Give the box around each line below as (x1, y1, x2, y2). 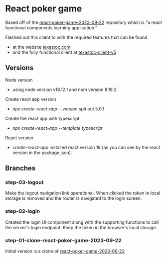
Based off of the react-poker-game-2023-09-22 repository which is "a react (5, 19, 162, 25)
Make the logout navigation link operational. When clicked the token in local (5, 190, 161, 196)
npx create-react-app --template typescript (12, 125, 103, 131)
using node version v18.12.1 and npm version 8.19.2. (12, 86, 118, 92)
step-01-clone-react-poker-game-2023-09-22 (5, 237, 122, 244)
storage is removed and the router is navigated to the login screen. (5, 195, 142, 201)
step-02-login (5, 208, 40, 215)
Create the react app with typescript (5, 115, 80, 121)
